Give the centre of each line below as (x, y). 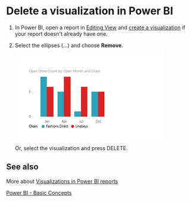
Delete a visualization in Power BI (90, 11)
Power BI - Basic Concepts (39, 192)
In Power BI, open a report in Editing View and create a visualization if (100, 27)
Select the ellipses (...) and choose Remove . (69, 45)
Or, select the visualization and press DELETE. (71, 148)
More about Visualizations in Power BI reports (62, 181)
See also (22, 167)
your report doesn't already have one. (61, 33)
